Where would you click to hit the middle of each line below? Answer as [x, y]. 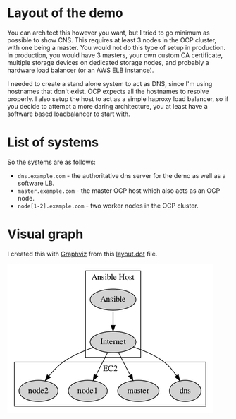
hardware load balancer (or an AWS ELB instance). [81, 70]
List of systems [53, 142]
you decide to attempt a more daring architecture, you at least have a [107, 106]
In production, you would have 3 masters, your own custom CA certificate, [115, 55]
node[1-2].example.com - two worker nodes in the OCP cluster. [108, 206]
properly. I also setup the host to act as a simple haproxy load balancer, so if [118, 99]
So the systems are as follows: [52, 162]
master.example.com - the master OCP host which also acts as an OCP [119, 190]
